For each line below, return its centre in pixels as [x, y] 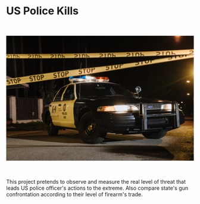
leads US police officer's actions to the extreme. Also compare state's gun [97, 188]
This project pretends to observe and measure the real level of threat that [96, 181]
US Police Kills [43, 11]
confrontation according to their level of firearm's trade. [74, 194]
